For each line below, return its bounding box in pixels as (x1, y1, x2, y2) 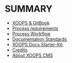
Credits (12, 47, 28, 53)
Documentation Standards (12, 36, 67, 42)
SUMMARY (5, 3, 53, 15)
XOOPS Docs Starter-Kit (12, 41, 63, 47)
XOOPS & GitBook (12, 20, 50, 26)
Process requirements (12, 25, 59, 31)
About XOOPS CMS (12, 52, 53, 58)
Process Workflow (12, 30, 51, 37)
